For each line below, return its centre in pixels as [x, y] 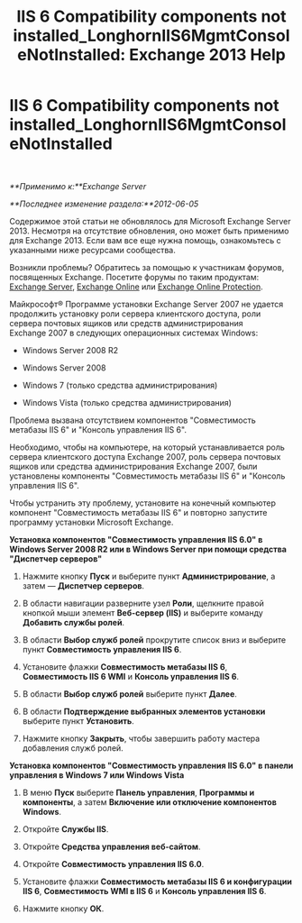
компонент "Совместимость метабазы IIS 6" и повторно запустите [138, 512]
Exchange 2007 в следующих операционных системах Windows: [134, 333]
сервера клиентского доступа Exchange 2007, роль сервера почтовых [145, 456]
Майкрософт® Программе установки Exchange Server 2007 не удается [146, 304]
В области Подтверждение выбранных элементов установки [144, 711]
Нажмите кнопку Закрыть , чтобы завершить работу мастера [141, 738]
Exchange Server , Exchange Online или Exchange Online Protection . [136, 287]
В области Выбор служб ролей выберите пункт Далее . [129, 694]
